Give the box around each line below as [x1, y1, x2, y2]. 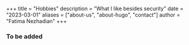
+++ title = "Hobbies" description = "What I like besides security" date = [6, 5, 184, 12]
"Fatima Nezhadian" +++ [6, 18, 67, 24]
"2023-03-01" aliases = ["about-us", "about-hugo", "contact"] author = [6, 11, 181, 18]
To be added [6, 32, 43, 40]
